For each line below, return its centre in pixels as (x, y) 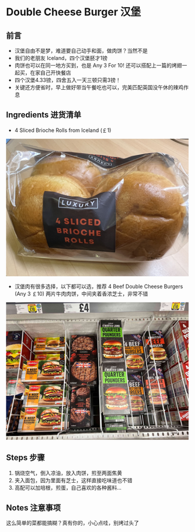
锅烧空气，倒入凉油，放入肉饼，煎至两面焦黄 (68, 473)
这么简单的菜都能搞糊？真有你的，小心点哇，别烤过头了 (72, 523)
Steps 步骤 (25, 458)
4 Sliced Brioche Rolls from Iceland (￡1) (63, 130)
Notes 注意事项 (34, 508)
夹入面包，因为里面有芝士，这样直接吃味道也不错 (73, 480)
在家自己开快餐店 (51, 73)
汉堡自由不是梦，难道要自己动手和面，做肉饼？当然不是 (81, 51)
